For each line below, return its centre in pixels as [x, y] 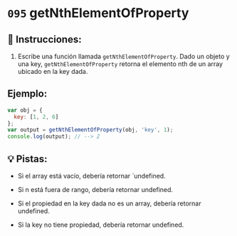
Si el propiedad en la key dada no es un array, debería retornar [109, 203]
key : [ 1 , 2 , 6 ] [36, 117]
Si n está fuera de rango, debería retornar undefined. [95, 189]
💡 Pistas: [27, 159]
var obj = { [25, 110]
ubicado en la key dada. [53, 71]
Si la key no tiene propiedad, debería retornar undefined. [101, 225]
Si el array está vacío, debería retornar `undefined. [91, 176]
